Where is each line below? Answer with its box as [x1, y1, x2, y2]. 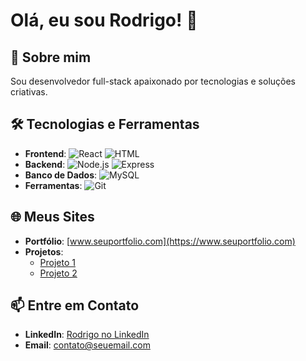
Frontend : [24, 147, 67, 159]
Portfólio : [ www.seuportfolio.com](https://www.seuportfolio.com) [24, 235, 296, 247]
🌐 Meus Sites [10, 209, 95, 226]
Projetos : [24, 245, 64, 258]
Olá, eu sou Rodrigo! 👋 [10, 9, 198, 32]
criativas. [10, 86, 48, 98]
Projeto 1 [39, 256, 76, 268]
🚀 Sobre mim [10, 49, 92, 66]
